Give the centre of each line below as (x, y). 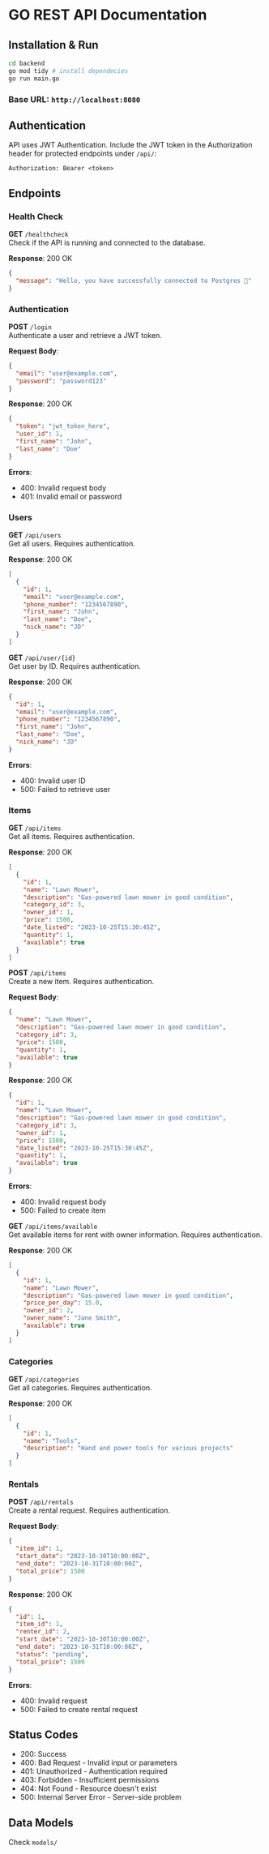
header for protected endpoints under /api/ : (83, 154)
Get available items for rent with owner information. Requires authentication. (135, 1235)
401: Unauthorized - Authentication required (94, 1771)
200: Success (43, 1754)
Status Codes (43, 1734)
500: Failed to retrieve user (65, 789)
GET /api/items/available (53, 1227)
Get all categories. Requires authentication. (80, 1387)
